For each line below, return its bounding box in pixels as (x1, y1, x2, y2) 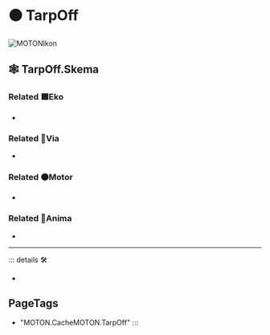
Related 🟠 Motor (8, 171, 74, 182)
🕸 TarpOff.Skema (8, 63, 99, 76)
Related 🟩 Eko (8, 92, 64, 103)
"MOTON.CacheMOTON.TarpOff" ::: (19, 318, 139, 328)
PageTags (8, 296, 59, 310)
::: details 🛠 (8, 255, 48, 264)
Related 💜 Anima (8, 213, 72, 224)
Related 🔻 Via (8, 133, 59, 144)
